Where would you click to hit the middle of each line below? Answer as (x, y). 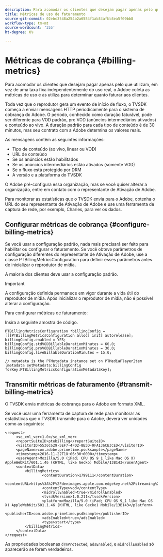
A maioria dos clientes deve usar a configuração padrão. (62, 274)
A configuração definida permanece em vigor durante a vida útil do (72, 293)
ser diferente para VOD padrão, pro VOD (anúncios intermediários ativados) (81, 119)
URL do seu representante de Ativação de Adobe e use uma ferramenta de (80, 204)
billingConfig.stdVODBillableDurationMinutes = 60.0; (61, 344)
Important (15, 284)
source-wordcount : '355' (30, 28)
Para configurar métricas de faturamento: (47, 313)
